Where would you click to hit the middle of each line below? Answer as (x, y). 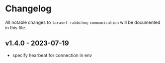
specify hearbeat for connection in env (52, 55)
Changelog (28, 9)
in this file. (16, 27)
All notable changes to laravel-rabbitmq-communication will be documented (83, 22)
